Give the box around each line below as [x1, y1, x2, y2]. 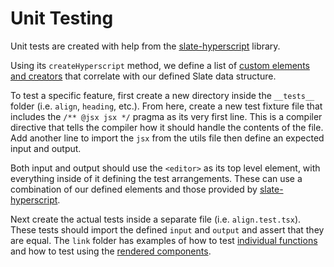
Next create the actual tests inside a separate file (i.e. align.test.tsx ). [10, 213, 302, 225]
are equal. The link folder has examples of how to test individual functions [10, 234, 318, 246]
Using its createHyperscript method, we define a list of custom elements [10, 59, 310, 71]
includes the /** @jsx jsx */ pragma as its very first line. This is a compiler [10, 110, 323, 122]
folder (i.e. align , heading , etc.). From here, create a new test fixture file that [10, 100, 323, 112]
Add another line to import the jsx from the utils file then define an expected [10, 132, 325, 144]
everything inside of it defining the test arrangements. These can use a [10, 172, 303, 184]
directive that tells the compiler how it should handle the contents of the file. [10, 121, 324, 133]
